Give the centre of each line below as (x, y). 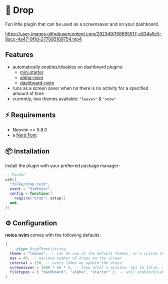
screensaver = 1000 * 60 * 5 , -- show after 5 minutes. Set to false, (85, 267)
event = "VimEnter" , (31, 189)
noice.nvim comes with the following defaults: (53, 235)
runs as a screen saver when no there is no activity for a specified (80, 88)
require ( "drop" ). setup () (40, 198)
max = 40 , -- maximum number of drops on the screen (66, 258)
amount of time (28, 93)
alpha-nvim (31, 77)
